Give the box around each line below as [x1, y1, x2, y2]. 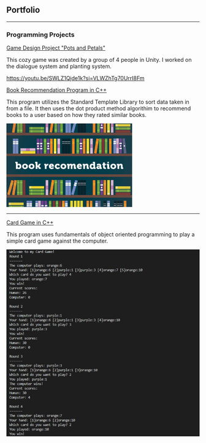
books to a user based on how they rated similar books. [6, 112, 147, 119]
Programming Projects [6, 30, 75, 39]
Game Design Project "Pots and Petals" [6, 44, 105, 51]
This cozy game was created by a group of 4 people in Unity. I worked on [6, 56, 192, 64]
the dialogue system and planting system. [6, 62, 112, 70]
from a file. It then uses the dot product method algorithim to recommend [6, 105, 191, 112]
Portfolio [6, 5, 40, 15]
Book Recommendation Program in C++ [6, 86, 107, 94]
